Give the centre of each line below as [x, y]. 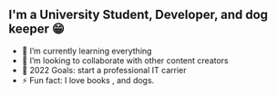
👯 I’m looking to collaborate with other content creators [125, 60]
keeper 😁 [36, 29]
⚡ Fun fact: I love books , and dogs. [88, 80]
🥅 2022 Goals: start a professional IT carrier [104, 70]
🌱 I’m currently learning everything [87, 51]
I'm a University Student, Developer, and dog [138, 15]
